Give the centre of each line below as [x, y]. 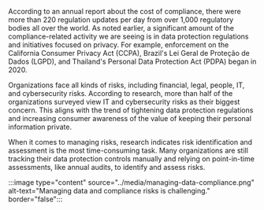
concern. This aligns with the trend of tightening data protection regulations [131, 110]
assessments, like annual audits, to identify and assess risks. [107, 167]
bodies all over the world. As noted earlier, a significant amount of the [121, 28]
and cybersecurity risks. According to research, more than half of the [121, 93]
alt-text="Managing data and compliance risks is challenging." [109, 191]
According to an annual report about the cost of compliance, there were [125, 11]
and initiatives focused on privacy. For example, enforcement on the [119, 45]
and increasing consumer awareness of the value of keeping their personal [130, 118]
